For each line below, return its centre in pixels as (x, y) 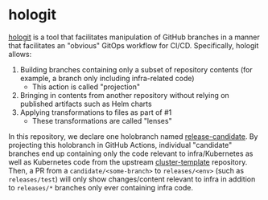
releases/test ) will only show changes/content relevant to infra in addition (132, 179)
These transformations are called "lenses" (102, 120)
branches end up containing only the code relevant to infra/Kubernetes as (131, 153)
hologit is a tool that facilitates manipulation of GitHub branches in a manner (134, 37)
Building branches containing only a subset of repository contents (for (136, 69)
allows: (20, 54)
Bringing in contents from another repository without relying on (124, 95)
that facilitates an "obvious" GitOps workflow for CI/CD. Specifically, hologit (134, 45)
